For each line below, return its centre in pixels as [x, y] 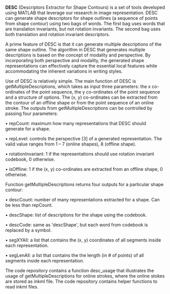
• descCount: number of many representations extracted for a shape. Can [82, 200]
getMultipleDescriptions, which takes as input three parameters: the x [78, 86]
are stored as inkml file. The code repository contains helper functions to [81, 281]
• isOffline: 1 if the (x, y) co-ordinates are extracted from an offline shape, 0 [84, 169]
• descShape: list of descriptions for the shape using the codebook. [76, 215]
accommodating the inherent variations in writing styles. [64, 71]
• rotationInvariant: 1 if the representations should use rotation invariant [80, 154]
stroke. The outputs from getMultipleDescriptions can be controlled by [79, 108]
